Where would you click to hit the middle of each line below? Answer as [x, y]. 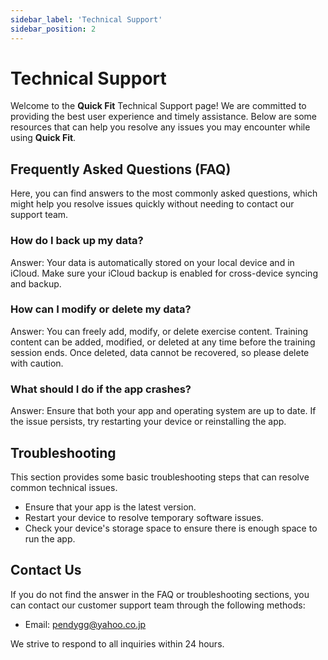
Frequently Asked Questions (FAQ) [121, 169]
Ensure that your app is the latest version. [110, 507]
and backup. [36, 283]
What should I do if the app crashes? [101, 389]
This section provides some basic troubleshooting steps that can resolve [160, 477]
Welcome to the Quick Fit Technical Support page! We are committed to [158, 106]
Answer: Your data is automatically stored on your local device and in [152, 262]
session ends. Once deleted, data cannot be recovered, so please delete [160, 352]
